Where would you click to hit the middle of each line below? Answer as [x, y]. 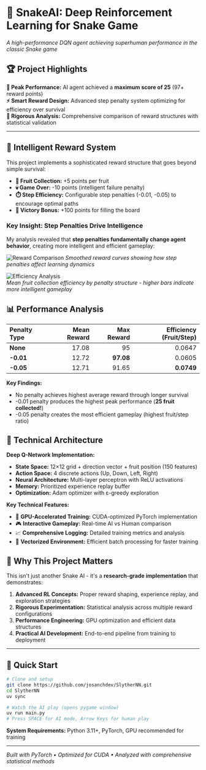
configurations [34, 614]
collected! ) [29, 407]
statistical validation [32, 122]
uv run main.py [26, 713]
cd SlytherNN [23, 691]
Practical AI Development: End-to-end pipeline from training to [95, 634]
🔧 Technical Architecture [55, 440]
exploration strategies [43, 601]
